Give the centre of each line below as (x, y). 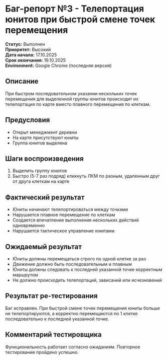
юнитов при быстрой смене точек (80, 19)
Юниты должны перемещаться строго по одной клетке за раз (79, 259)
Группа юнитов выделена (40, 143)
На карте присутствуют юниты (45, 137)
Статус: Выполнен (25, 44)
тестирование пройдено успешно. (42, 352)
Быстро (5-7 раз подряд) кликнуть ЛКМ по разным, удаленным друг (86, 176)
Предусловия (28, 120)
